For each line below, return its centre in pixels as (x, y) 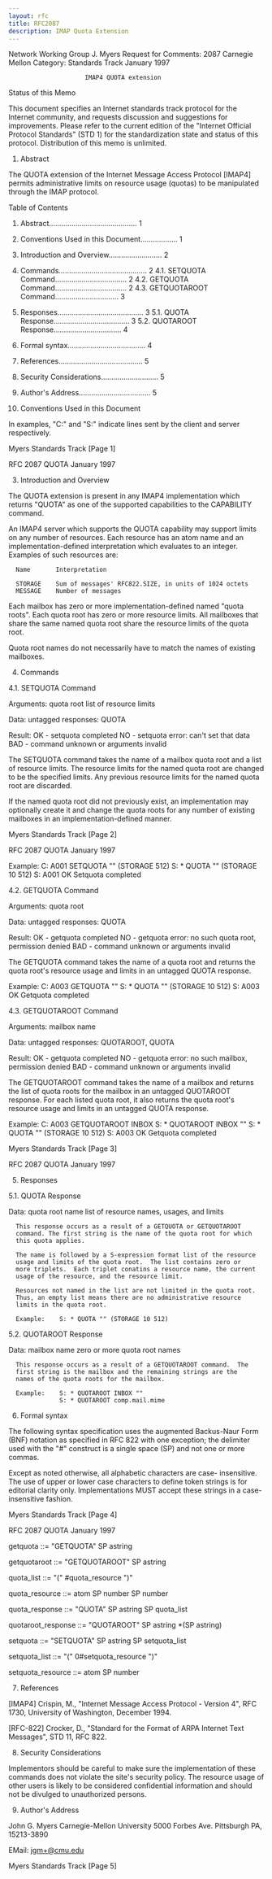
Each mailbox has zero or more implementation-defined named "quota (126, 606)
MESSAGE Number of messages (69, 591)
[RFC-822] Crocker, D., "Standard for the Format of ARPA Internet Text (126, 1729)
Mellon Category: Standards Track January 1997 (89, 63)
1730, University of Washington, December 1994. (90, 1712)
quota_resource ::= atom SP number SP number (89, 1593)
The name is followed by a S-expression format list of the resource (136, 1255)
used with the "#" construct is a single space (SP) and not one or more (127, 1449)
